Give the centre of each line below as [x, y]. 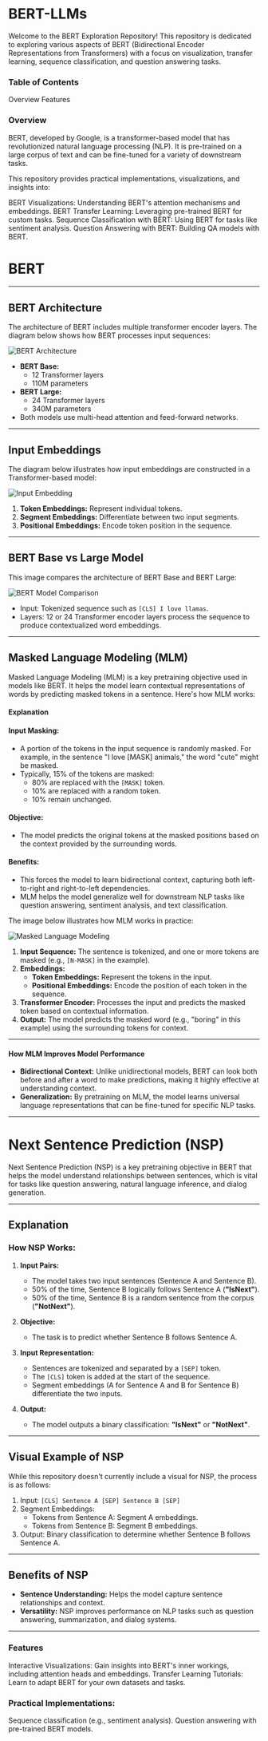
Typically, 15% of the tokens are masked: [87, 774]
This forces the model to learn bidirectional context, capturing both [130, 880]
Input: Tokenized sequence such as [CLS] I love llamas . [114, 608]
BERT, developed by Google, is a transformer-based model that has [119, 137]
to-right [32, 888]
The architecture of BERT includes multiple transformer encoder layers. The [133, 327]
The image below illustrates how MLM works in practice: [101, 920]
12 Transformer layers [67, 375]
